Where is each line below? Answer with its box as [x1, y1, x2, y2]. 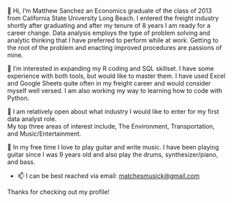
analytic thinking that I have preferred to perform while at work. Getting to [7, 36, 219, 44]
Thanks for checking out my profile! [7, 188, 110, 196]
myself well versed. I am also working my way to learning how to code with [7, 87, 223, 95]
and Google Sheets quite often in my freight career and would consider [7, 79, 211, 87]
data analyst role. [7, 115, 57, 123]
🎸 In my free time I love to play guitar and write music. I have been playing [7, 143, 219, 151]
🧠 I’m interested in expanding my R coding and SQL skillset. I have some [7, 65, 215, 72]
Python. [7, 94, 30, 102]
